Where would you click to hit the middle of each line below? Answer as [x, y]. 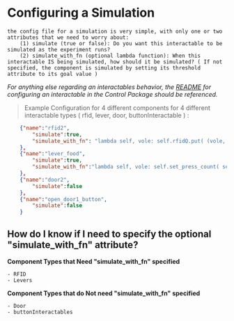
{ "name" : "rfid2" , [45, 128]
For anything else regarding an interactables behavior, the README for [109, 87]
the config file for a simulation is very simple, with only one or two [115, 31]
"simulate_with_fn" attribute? [73, 245]
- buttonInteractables [40, 312]
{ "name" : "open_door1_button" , [64, 199]
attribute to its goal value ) [53, 74]
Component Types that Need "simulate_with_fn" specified [94, 261]
